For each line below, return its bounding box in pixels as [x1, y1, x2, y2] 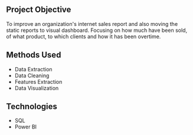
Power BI [14, 123, 37, 130]
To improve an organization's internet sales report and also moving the [6, 20, 178, 27]
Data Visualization [14, 84, 59, 91]
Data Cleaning [14, 72, 50, 79]
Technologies [6, 101, 58, 111]
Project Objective [6, 5, 71, 15]
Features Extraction [14, 78, 63, 85]
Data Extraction [14, 65, 53, 73]
